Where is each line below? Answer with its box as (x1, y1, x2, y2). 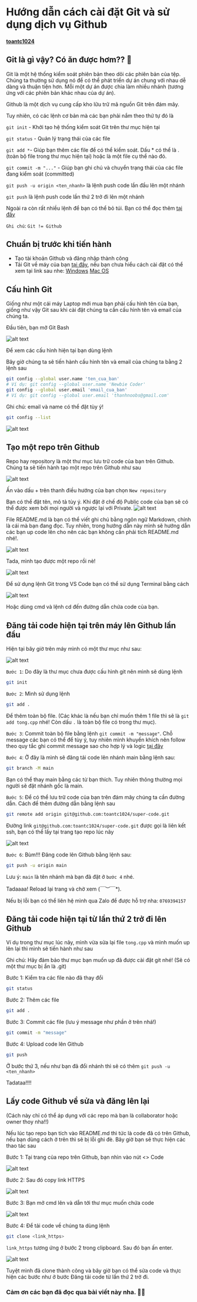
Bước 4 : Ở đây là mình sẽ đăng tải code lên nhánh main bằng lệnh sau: (6, 754, 175, 761)
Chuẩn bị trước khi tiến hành (6, 239, 112, 249)
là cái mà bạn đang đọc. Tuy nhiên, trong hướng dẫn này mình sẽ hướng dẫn (6, 522, 191, 529)
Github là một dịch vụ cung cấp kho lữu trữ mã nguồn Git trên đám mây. (6, 100, 179, 108)
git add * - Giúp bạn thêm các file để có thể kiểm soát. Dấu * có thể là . (6, 146, 179, 153)
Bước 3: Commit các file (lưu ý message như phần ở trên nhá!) (6, 1018, 157, 1026)
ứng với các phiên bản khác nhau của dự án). (6, 89, 116, 96)
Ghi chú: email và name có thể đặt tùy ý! (6, 403, 104, 410)
